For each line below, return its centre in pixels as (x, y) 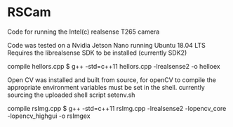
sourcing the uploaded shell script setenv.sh (71, 95)
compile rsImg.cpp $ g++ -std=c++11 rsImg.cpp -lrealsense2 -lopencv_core (117, 108)
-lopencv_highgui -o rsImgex (49, 116)
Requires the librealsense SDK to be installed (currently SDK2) (97, 53)
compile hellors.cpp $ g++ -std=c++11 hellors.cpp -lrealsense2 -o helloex (114, 66)
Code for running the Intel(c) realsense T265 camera (84, 32)
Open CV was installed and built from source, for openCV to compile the (112, 80)
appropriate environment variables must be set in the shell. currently (106, 87)
